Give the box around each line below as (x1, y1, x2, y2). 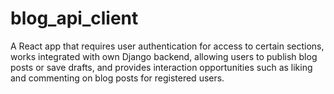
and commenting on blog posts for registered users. (10, 72, 225, 84)
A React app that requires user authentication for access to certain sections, (10, 40, 325, 52)
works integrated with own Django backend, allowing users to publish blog (10, 50, 318, 62)
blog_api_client (10, 7, 139, 30)
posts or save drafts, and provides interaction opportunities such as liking (10, 61, 313, 73)
